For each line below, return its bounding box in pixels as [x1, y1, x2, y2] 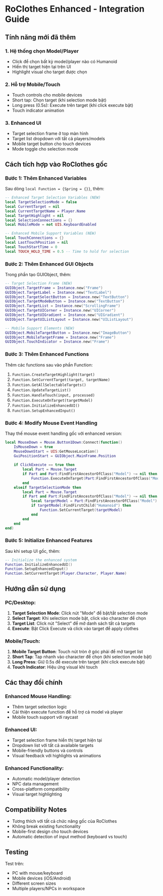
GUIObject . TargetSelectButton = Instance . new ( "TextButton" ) [5, 295, 130, 299]
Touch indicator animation [12, 108, 65, 114]
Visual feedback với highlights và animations [12, 753, 101, 759]
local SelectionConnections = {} [5, 217, 73, 223]
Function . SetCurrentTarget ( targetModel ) [39, 508, 123, 513]
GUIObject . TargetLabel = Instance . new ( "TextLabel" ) [5, 290, 112, 295]
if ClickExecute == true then [14, 463, 75, 467]
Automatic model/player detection [12, 776, 80, 782]
